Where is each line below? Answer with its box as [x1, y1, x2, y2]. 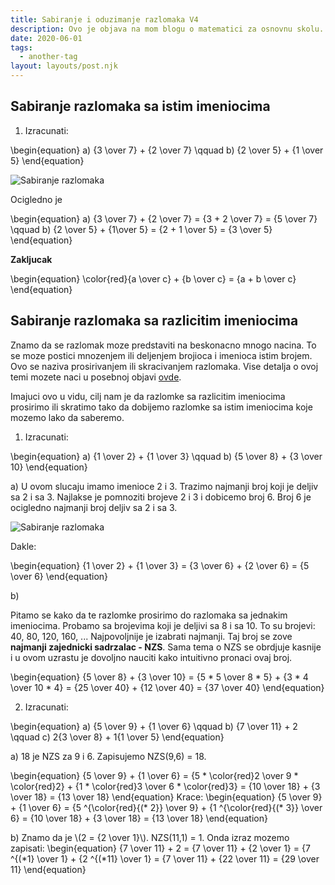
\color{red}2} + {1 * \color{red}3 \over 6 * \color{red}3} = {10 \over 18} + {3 [10, 780, 321, 792]
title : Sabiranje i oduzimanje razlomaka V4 [10, 14, 199, 25]
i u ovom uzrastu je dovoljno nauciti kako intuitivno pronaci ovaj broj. [10, 651, 293, 663]
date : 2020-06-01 [10, 33, 83, 43]
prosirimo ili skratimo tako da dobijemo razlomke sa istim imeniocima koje [10, 401, 313, 413]
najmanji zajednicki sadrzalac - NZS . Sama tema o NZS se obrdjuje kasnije [10, 641, 322, 653]
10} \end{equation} [10, 461, 88, 473]
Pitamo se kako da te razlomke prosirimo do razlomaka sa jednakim [10, 609, 288, 621]
